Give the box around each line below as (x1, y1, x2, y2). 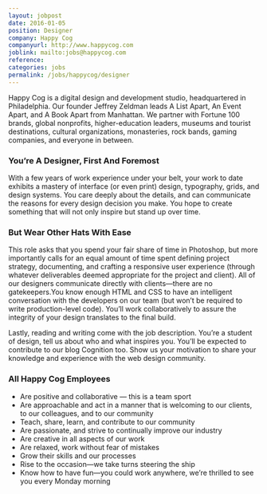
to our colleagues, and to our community (19, 408, 154, 418)
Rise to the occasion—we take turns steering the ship (19, 459, 195, 469)
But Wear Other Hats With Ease (8, 226, 132, 237)
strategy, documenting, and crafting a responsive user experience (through (8, 262, 255, 272)
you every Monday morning (19, 476, 111, 486)
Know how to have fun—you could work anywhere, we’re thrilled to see (19, 468, 254, 477)
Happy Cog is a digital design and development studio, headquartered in (8, 92, 246, 102)
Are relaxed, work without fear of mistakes (19, 442, 159, 452)
